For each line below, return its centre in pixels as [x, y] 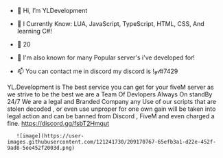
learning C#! [35, 31]
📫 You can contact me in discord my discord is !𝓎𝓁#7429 [97, 71]
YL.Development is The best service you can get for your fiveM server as [110, 87]
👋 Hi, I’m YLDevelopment [52, 11]
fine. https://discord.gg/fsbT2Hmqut [58, 123]
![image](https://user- [50, 136]
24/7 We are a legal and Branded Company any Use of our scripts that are [112, 102]
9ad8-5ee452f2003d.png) [41, 148]
